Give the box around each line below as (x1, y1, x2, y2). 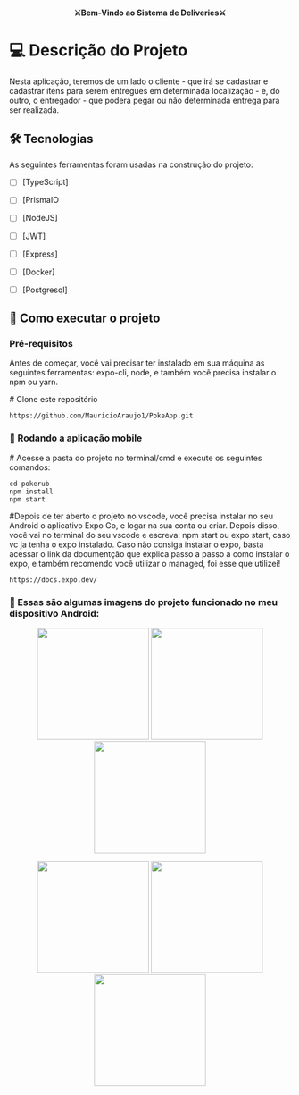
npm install (9, 487, 54, 496)
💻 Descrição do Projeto (9, 40, 188, 60)
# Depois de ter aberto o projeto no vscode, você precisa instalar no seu (9, 510, 274, 521)
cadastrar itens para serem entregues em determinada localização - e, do (9, 85, 280, 96)
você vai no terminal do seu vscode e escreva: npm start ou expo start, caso (9, 529, 291, 540)
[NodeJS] (21, 213, 58, 223)
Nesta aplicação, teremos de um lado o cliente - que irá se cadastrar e (9, 76, 269, 87)
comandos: (9, 461, 51, 473)
